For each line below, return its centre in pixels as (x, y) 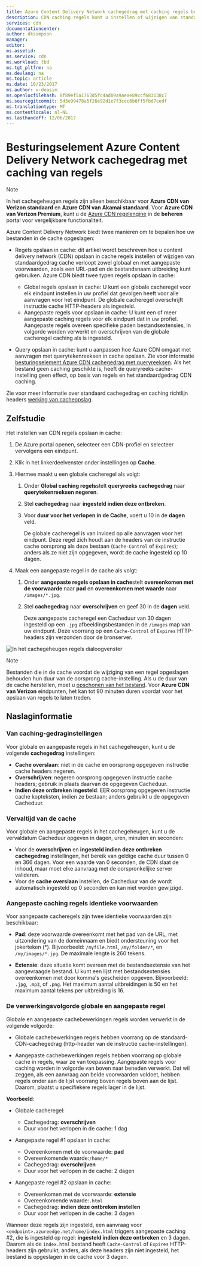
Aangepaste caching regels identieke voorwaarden (82, 903)
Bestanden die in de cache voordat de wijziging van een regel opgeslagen (98, 672)
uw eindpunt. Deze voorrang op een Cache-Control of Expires (100, 631)
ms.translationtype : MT (36, 106)
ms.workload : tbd (28, 62)
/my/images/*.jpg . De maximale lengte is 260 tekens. (80, 953)
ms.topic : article (29, 79)
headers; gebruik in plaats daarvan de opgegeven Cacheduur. (91, 784)
